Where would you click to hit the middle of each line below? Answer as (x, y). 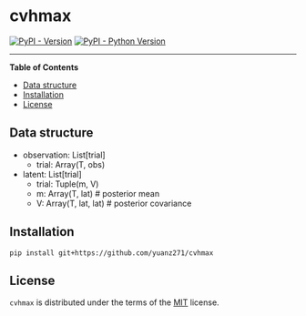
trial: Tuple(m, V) (67, 184)
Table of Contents (44, 67)
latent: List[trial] (52, 174)
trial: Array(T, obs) (71, 164)
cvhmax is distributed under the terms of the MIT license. (115, 302)
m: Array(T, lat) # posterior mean (98, 193)
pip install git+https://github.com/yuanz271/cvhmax (112, 253)
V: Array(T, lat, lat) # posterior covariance (114, 203)
